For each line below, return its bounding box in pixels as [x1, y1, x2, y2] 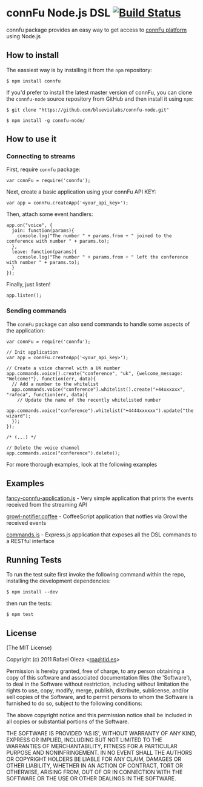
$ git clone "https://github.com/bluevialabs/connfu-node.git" [6, 107, 170, 113]
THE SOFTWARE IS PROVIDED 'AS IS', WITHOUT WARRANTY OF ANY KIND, [6, 730, 197, 737]
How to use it [6, 134, 57, 144]
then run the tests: [6, 600, 52, 607]
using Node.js [6, 32, 41, 39]
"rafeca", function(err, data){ [6, 391, 88, 397]
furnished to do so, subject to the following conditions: [6, 700, 142, 707]
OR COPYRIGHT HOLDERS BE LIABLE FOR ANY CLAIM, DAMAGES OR [6, 755, 182, 763]
